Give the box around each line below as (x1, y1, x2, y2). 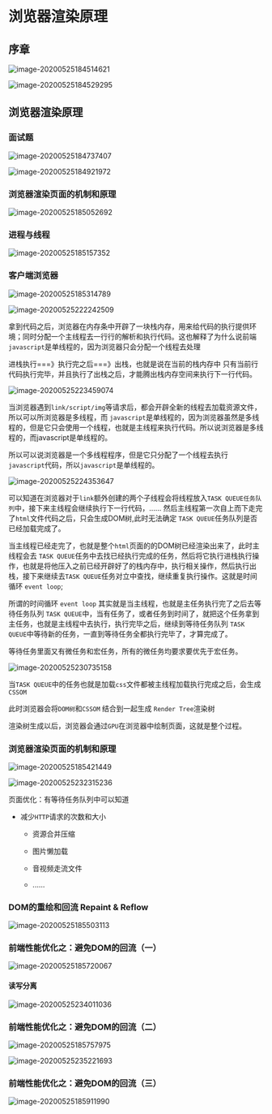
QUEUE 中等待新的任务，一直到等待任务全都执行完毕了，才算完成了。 (8, 628, 232, 638)
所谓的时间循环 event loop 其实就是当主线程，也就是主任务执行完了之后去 (8, 598, 255, 608)
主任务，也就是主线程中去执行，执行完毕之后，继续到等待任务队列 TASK (8, 619, 245, 628)
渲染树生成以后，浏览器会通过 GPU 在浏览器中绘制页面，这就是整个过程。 (8, 720, 247, 731)
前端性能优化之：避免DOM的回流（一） (8, 943, 162, 954)
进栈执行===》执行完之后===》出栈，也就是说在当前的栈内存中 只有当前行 (8, 359, 259, 369)
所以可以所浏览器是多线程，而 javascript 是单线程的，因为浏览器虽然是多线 (8, 412, 260, 422)
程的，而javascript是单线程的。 (8, 432, 113, 443)
